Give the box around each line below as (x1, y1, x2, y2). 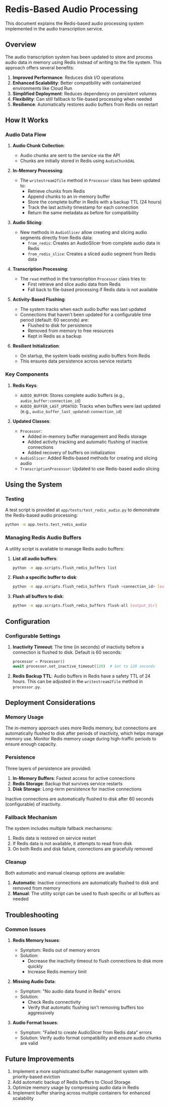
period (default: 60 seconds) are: (20, 317, 89, 323)
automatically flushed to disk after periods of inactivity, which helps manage (5, 730, 164, 736)
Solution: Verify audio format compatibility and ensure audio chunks (20, 1035, 161, 1041)
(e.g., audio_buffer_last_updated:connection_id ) (20, 408, 122, 414)
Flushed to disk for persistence (27, 323, 92, 329)
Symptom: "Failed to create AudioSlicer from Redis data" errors (20, 1029, 152, 1035)
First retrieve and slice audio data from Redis (27, 281, 121, 287)
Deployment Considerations (5, 698, 96, 707)
